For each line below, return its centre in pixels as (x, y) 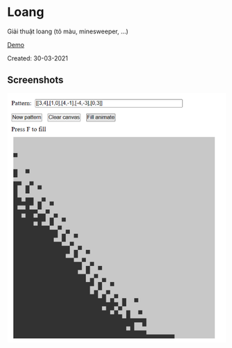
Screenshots (35, 80)
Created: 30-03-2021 (38, 58)
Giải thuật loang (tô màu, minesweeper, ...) (68, 31)
